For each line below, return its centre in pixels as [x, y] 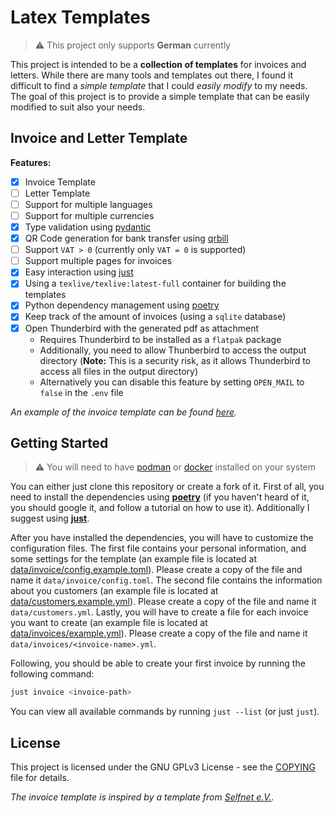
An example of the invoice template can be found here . [124, 412]
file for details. [40, 778]
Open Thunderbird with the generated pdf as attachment [142, 328]
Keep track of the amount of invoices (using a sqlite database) [155, 317]
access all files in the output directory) [119, 371]
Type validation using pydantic [88, 227]
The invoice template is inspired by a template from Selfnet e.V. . [142, 797]
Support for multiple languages [88, 204]
